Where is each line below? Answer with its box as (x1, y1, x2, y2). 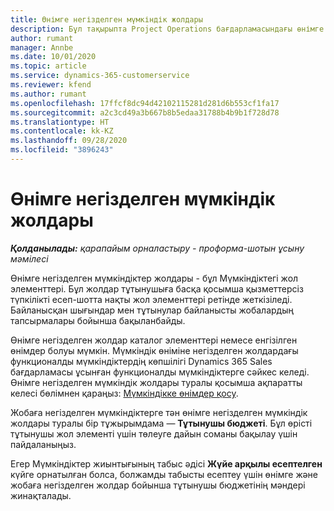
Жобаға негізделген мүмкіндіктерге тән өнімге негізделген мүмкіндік (10, 406, 308, 418)
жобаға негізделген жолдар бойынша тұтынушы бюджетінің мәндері (10, 479, 306, 491)
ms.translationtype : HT (10, 117, 110, 127)
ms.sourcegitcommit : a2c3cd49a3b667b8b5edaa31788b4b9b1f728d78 (10, 107, 280, 118)
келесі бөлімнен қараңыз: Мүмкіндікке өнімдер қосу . (10, 387, 239, 399)
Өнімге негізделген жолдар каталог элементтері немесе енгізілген (10, 334, 298, 346)
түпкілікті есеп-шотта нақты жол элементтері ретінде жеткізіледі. (10, 293, 293, 305)
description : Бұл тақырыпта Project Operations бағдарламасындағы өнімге (10, 24, 325, 34)
